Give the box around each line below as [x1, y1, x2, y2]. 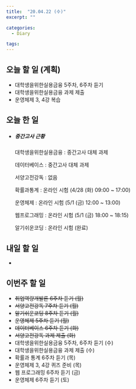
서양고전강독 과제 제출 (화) [14, 332, 76, 339]
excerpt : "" [6, 14, 35, 20]
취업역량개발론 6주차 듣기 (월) [14, 294, 84, 302]
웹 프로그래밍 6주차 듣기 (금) [14, 368, 81, 376]
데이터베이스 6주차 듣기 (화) [14, 324, 79, 332]
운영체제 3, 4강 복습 [14, 96, 61, 103]
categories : [6, 25, 35, 31]
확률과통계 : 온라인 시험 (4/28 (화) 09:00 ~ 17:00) [14, 187, 131, 194]
